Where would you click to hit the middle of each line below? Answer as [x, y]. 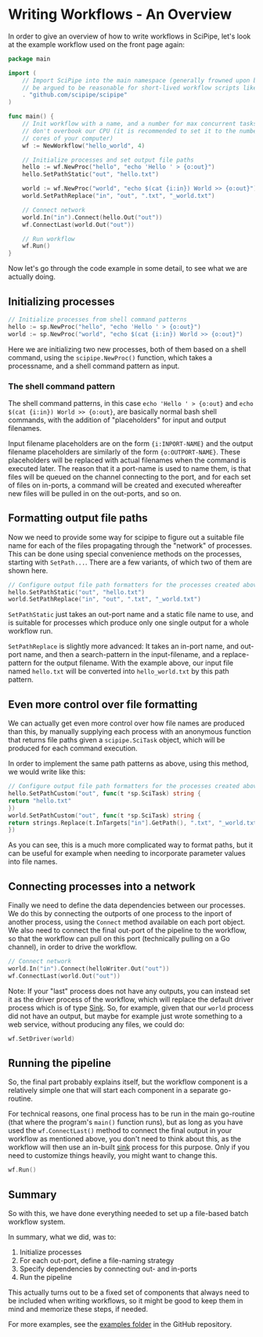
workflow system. [37, 1222]
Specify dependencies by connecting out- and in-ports [108, 1269]
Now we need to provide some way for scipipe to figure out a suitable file [126, 537]
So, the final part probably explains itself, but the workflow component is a [128, 1082]
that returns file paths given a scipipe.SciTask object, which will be [117, 740]
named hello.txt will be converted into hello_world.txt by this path [119, 671]
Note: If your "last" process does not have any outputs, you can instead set [129, 991]
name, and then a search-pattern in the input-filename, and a [122, 655]
